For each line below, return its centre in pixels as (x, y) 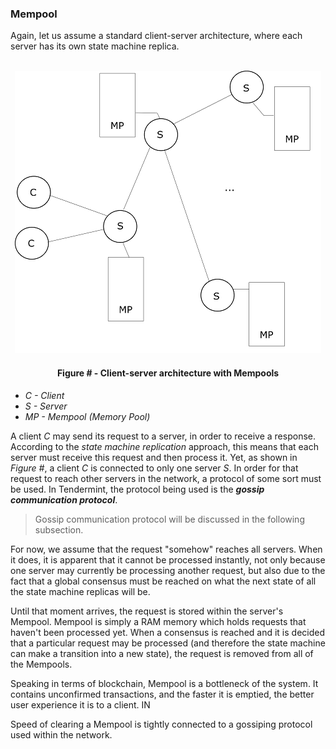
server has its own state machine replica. (95, 46)
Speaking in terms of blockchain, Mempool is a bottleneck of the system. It (164, 683)
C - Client (44, 395)
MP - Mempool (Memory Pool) (87, 416)
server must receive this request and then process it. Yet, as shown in (154, 457)
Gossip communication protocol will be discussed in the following (169, 519)
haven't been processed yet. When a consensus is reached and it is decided (167, 632)
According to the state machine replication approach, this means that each (164, 446)
